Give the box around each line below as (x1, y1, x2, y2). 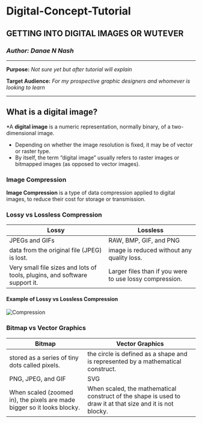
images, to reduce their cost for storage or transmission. (6, 195, 146, 203)
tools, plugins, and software (9, 271, 88, 279)
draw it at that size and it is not (87, 399, 174, 408)
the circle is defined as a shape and (87, 349, 188, 358)
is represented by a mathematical (87, 357, 182, 366)
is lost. (9, 253, 28, 262)
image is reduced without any (108, 246, 192, 255)
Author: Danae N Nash (6, 46, 74, 55)
